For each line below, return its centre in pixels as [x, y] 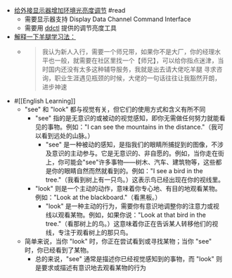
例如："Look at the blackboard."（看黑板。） [98, 197]
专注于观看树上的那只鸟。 [95, 232]
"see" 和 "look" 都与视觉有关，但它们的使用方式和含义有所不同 [115, 109]
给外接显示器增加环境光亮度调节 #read [70, 10]
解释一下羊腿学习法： [45, 37]
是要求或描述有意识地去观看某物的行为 [90, 267]
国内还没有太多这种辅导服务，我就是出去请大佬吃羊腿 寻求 [132, 69]
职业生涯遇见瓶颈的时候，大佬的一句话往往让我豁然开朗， [138, 78]
